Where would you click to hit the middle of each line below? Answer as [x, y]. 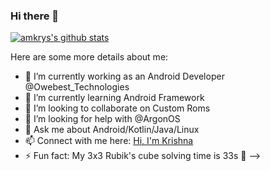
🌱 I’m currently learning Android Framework [114, 98]
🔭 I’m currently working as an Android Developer [124, 76]
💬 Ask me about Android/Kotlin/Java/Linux [112, 130]
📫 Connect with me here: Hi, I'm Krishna [109, 141]
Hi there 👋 [35, 16]
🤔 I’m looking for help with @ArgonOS [102, 119]
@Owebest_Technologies [77, 87]
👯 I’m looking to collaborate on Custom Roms [117, 108]
